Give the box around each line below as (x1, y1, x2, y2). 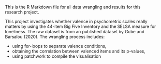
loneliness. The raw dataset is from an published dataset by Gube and (5, 29, 145, 34)
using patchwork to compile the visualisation (12, 53, 101, 59)
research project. (5, 9, 40, 15)
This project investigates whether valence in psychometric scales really (5, 19, 147, 24)
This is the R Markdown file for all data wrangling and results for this (5, 4, 141, 10)
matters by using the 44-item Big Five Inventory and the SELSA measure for (5, 24, 156, 29)
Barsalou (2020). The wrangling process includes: (5, 34, 105, 39)
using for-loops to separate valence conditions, (12, 43, 106, 49)
